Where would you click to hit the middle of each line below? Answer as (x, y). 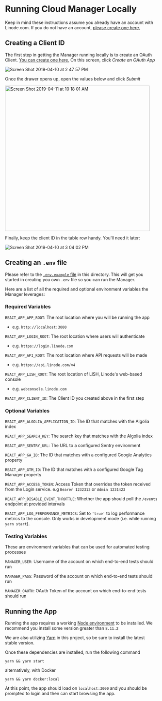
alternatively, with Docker (31, 670)
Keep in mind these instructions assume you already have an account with (79, 22)
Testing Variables (26, 536)
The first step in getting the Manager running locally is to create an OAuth (78, 55)
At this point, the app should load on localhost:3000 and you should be (76, 688)
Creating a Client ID (35, 43)
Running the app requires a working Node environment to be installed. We (79, 623)
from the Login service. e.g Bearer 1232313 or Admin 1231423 (65, 489)
